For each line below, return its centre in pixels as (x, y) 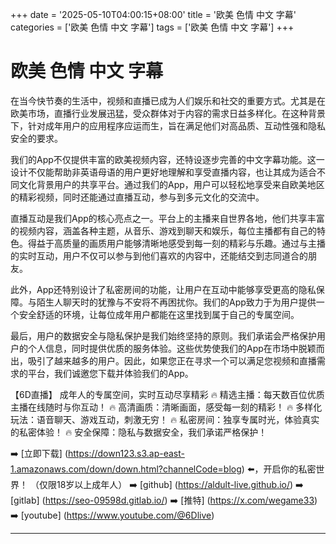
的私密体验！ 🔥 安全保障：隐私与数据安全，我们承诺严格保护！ (139, 432)
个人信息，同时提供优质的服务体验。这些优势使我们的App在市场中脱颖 (172, 348)
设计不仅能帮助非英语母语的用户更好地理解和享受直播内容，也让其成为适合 (163, 172)
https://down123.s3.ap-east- (126, 453)
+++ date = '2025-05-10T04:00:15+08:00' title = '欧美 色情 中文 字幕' (153, 14)
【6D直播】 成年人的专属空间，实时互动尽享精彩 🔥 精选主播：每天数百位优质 (167, 394)
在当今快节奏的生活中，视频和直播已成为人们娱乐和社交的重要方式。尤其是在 (168, 100)
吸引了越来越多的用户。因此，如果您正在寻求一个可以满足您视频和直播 (172, 360)
